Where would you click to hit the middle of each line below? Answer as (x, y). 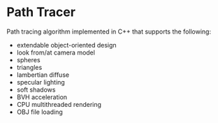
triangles (29, 67)
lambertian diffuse (43, 75)
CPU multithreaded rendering (59, 104)
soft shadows (36, 89)
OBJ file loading (40, 112)
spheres (28, 59)
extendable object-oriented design (66, 45)
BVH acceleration (42, 97)
